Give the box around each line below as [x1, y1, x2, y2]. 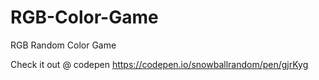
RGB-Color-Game [10, 6, 159, 29]
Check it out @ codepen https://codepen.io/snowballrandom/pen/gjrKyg [10, 58, 309, 70]
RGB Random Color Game [10, 39, 117, 51]
